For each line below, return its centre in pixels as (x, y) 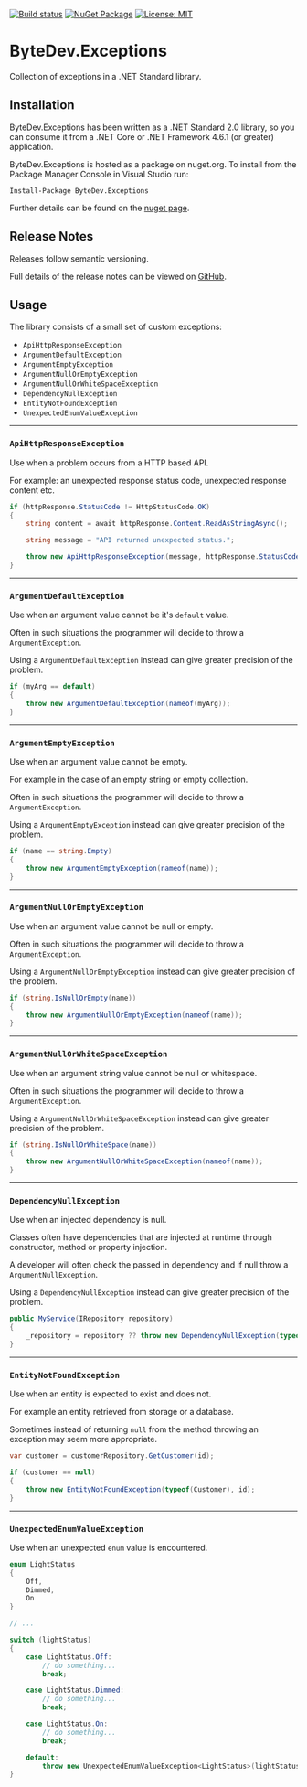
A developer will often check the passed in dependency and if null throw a (149, 1265)
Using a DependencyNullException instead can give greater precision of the (149, 1292)
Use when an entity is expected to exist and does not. (111, 1394)
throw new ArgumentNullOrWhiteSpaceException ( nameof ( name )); (144, 1161)
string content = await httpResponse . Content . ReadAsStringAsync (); (157, 524)
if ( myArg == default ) (53, 687)
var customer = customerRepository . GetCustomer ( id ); (112, 1456)
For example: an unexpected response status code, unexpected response (148, 480)
